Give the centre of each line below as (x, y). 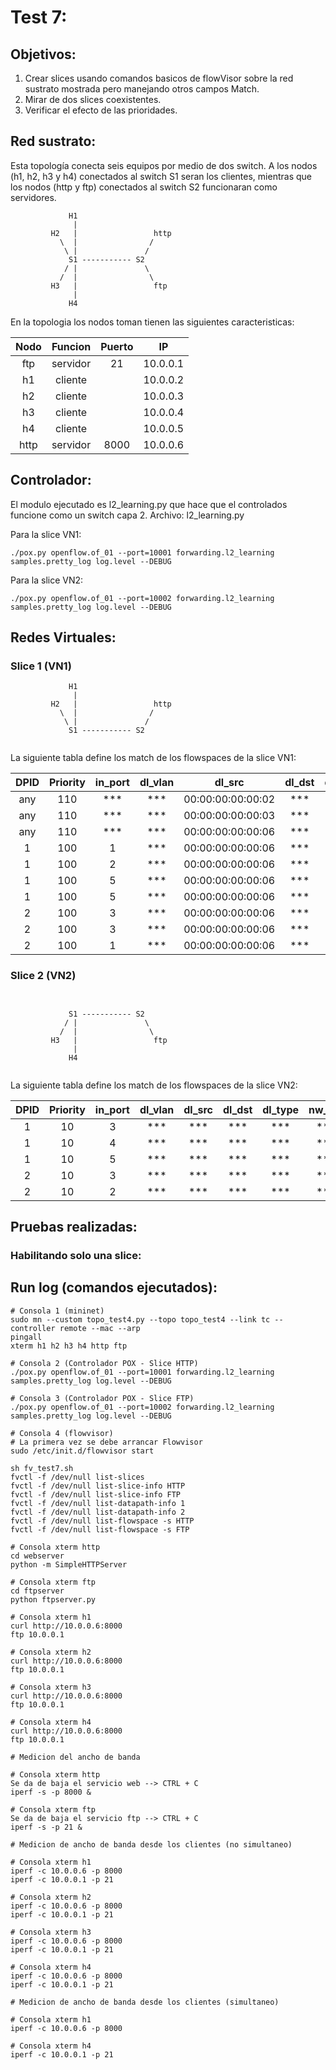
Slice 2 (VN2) (43, 976)
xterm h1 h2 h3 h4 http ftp (69, 1346)
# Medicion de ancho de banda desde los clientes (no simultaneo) (151, 1844)
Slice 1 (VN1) (41, 666)
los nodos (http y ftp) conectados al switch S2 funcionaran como (144, 187)
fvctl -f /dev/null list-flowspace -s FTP (100, 1529)
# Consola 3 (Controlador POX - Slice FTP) (102, 1398)
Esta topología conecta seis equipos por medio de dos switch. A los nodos (164, 165)
